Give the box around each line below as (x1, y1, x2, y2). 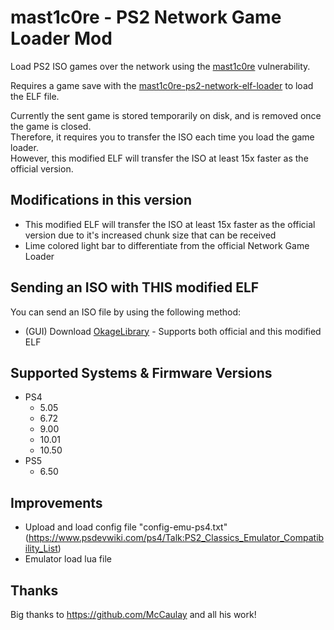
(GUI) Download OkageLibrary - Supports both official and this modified (24, 325, 322, 337)
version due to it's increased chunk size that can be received (24, 229, 277, 241)
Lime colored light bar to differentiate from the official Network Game (24, 239, 310, 251)
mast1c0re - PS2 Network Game (10, 6, 282, 29)
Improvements (10, 494, 103, 511)
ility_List (24, 542, 58, 555)
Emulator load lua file (24, 553, 112, 565)
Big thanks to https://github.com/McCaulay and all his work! (10, 609, 257, 620)
